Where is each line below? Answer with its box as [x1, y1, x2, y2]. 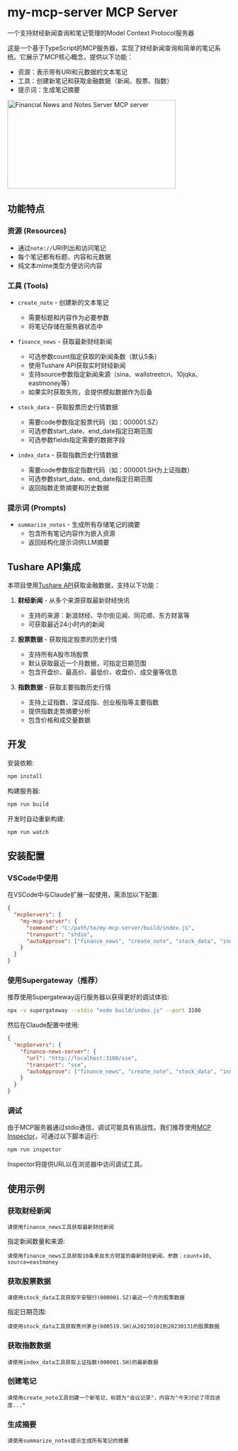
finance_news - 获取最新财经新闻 [17, 337, 113, 345]
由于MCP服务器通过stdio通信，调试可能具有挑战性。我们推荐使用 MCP [7, 1123, 211, 1132]
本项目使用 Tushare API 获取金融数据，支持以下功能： [7, 581, 161, 589]
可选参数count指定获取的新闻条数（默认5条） [28, 352, 161, 360]
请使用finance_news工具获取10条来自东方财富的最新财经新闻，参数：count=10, [7, 1252, 212, 1260]
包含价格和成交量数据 [28, 716, 91, 724]
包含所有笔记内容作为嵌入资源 [28, 529, 115, 538]
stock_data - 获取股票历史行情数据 [17, 402, 118, 411]
